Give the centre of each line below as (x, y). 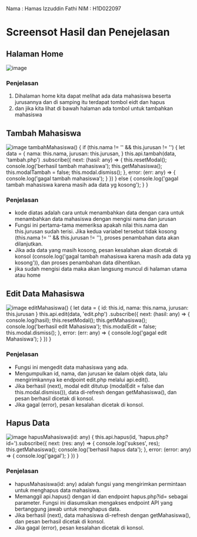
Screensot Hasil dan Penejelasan (88, 32)
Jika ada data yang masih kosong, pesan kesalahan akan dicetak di (96, 250)
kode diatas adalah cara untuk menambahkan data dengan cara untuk (99, 213)
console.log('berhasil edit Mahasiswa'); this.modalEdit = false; (81, 327)
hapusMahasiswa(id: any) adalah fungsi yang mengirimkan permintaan (100, 484)
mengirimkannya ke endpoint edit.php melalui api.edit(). (82, 380)
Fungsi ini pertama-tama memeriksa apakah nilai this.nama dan (91, 225)
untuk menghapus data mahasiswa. (58, 490)
